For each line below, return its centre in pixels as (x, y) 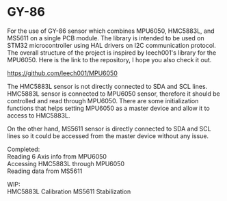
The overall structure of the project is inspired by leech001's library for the (112, 53)
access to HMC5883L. (39, 115)
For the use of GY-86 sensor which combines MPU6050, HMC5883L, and (111, 31)
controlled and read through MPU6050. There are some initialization (103, 100)
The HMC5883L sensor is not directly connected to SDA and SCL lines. (107, 86)
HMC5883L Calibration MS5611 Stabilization (69, 191)
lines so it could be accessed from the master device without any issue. (108, 136)
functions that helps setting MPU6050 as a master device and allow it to (108, 108)
